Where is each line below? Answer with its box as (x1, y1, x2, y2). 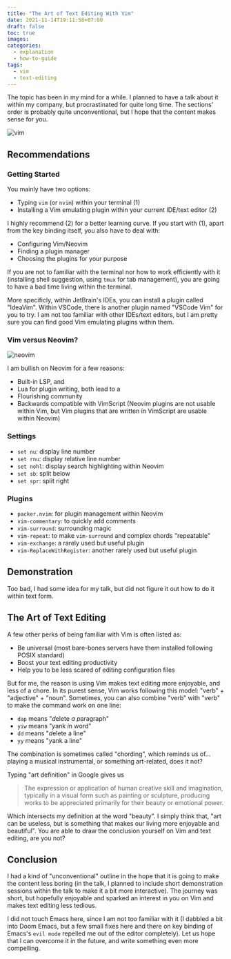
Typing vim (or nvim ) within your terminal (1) (17, 198, 141, 207)
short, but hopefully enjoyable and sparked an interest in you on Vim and (7, 894, 214, 902)
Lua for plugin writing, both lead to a (17, 385, 121, 394)
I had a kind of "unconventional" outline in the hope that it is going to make (7, 872, 219, 880)
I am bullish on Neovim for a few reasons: (7, 364, 125, 373)
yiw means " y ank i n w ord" (17, 721, 92, 730)
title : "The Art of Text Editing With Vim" (7, 10, 134, 17)
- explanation (13, 49, 54, 56)
